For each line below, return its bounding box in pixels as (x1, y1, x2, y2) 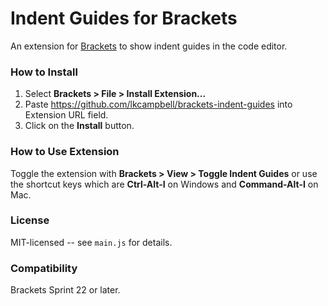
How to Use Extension (10, 145, 120, 159)
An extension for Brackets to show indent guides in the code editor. (10, 40, 288, 52)
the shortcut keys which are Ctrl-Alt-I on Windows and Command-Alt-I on (10, 178, 319, 190)
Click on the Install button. (24, 120, 135, 132)
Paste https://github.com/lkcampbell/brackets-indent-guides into (24, 98, 293, 111)
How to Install (10, 65, 78, 79)
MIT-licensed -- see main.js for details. (10, 236, 173, 248)
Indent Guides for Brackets (10, 7, 238, 30)
